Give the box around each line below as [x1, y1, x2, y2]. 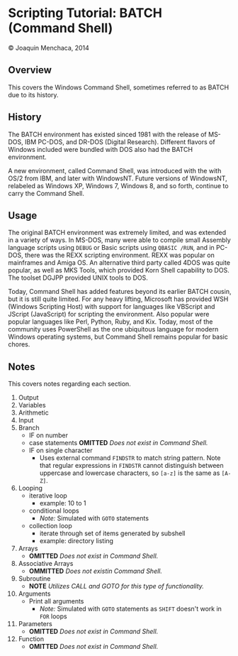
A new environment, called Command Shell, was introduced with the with [8, 166, 222, 175]
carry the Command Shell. [8, 189, 84, 197]
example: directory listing [39, 537, 114, 545]
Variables [18, 401, 46, 410]
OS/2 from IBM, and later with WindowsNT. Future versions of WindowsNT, [8, 174, 227, 182]
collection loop [28, 522, 73, 530]
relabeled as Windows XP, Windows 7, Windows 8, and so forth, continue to [8, 181, 229, 190]
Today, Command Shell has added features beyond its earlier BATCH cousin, [8, 288, 232, 296]
